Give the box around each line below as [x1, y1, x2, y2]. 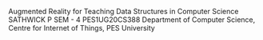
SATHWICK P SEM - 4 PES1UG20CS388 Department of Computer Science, [8, 15, 256, 24]
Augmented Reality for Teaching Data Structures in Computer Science [8, 7, 239, 16]
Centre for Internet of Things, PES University [8, 24, 156, 32]
